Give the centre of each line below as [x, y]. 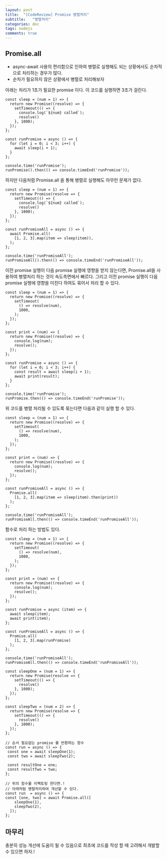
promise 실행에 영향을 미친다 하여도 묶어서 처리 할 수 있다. [63, 282]
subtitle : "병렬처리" [28, 19]
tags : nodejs [19, 29]
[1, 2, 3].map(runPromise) [43, 640]
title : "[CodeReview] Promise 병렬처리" [47, 15]
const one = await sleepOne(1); [41, 752]
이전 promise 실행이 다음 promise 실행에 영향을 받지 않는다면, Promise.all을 [80, 270]
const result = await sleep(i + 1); [53, 372]
